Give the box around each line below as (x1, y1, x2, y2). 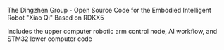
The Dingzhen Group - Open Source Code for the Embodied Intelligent (7, 6, 211, 14)
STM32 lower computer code (7, 35, 93, 43)
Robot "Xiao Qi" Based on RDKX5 (7, 13, 104, 22)
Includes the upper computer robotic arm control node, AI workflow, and (7, 27, 218, 35)
